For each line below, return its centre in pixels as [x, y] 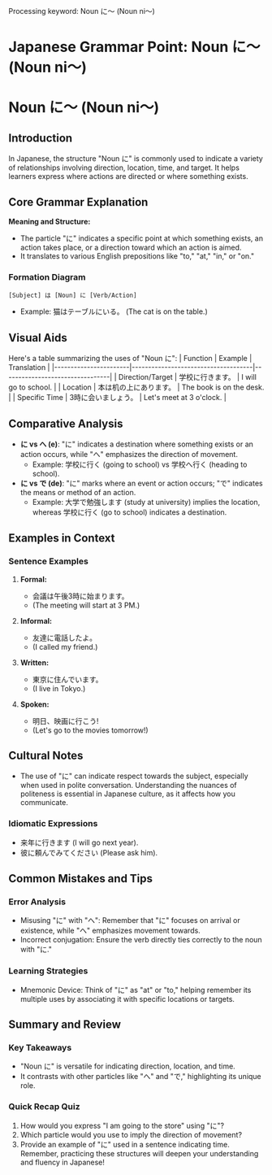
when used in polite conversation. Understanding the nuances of [128, 786]
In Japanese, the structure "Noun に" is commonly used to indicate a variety [136, 159]
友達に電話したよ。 [65, 638]
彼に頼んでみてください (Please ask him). [89, 852]
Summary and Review [65, 1025]
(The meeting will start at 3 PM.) [86, 605]
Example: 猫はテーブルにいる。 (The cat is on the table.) [114, 311]
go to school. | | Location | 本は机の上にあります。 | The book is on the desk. [136, 387]
